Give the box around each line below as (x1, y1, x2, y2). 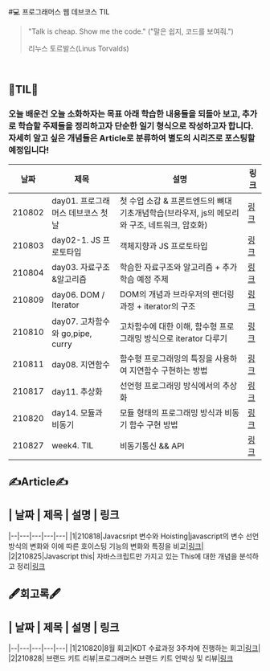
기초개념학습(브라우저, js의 (119, 207, 215, 219)
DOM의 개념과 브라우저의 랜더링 (119, 288, 235, 300)
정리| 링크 (16, 561, 46, 571)
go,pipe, (61, 328, 92, 339)
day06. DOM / (51, 288, 105, 300)
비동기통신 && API (119, 440, 185, 452)
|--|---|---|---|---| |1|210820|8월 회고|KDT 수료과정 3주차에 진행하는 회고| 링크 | (8, 644, 261, 653)
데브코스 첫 (67, 207, 108, 219)
